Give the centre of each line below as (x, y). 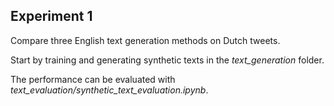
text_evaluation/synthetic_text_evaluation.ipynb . (109, 90)
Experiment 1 (51, 16)
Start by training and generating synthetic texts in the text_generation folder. (167, 60)
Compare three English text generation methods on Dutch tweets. (145, 40)
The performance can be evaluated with (93, 79)
